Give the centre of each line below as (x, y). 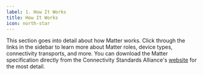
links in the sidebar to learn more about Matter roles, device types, (90, 47)
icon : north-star (28, 23)
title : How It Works (33, 18)
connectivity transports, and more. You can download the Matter (87, 54)
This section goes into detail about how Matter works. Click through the (96, 41)
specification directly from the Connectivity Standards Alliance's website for (101, 60)
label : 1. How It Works (36, 12)
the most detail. (26, 66)
